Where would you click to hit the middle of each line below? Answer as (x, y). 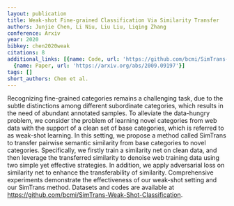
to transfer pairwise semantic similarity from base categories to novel (107, 143)
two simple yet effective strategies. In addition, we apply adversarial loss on (116, 165)
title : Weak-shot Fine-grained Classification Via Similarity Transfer (113, 20)
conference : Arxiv (34, 33)
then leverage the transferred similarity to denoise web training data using (113, 158)
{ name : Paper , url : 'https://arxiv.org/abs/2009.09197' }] (100, 66)
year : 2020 (23, 40)
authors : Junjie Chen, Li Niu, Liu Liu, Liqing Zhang (87, 27)
